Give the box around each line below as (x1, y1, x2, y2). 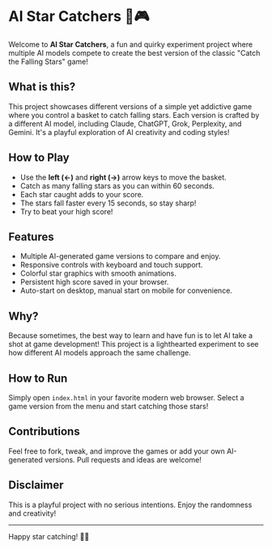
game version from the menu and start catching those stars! (8, 402, 209, 411)
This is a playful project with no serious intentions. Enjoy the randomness (8, 500, 253, 509)
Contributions (8, 424, 80, 438)
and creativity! (8, 508, 57, 518)
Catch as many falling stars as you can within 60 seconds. (19, 180, 215, 191)
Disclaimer (8, 479, 64, 492)
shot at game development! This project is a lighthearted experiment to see (8, 340, 259, 349)
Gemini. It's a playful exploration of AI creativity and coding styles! (8, 127, 230, 137)
